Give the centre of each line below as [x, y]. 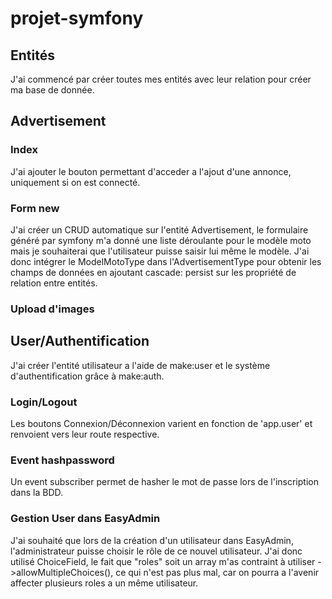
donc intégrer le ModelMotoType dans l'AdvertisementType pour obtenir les [166, 261]
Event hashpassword [62, 460]
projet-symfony [77, 18]
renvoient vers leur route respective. [85, 434]
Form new [35, 208]
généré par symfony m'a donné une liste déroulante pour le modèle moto [161, 240]
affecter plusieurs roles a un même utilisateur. [104, 583]
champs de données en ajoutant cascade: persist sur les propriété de [153, 272]
